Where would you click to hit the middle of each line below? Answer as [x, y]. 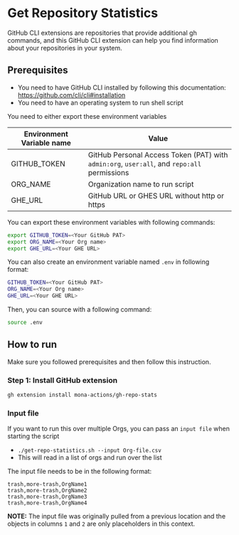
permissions [108, 172]
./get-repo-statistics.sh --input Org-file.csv [89, 451]
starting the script [33, 436]
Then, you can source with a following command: [80, 309]
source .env [25, 322]
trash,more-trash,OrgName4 [47, 503]
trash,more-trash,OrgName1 [47, 484]
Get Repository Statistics [83, 13]
